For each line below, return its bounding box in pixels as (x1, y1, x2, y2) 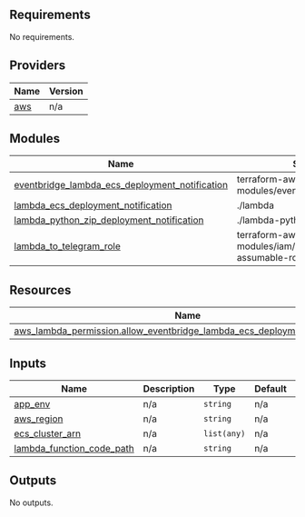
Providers (9, 58, 66, 74)
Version (48, 85, 84, 97)
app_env (14, 398, 51, 411)
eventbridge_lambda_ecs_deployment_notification (14, 179, 229, 192)
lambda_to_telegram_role (14, 240, 121, 253)
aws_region (14, 413, 64, 425)
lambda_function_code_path (14, 442, 134, 455)
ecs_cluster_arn (14, 427, 82, 440)
